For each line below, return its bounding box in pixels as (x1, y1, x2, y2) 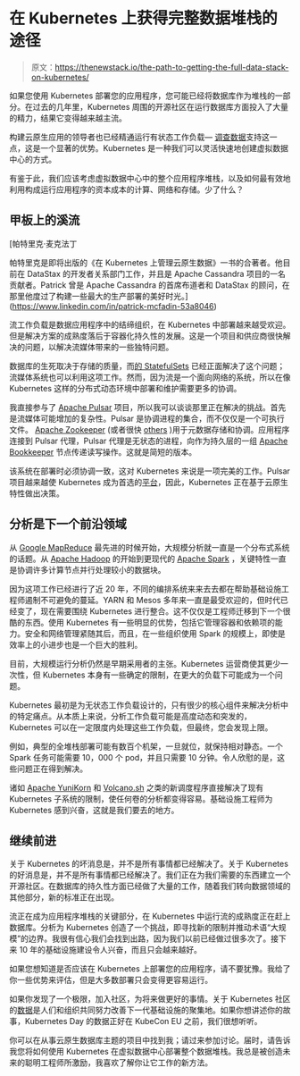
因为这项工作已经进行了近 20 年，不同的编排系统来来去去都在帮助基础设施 (9, 583, 282, 594)
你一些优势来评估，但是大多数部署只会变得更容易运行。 (9, 975, 212, 986)
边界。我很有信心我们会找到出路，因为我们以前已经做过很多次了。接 (28, 933, 279, 944)
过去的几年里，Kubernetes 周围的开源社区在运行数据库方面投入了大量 (32, 101, 288, 112)
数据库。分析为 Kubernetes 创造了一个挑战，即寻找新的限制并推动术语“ (9, 922, 271, 933)
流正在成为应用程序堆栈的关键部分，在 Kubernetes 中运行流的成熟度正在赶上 (9, 911, 291, 921)
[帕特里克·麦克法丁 (9, 238, 78, 248)
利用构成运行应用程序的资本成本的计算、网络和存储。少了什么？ (9, 184, 244, 195)
